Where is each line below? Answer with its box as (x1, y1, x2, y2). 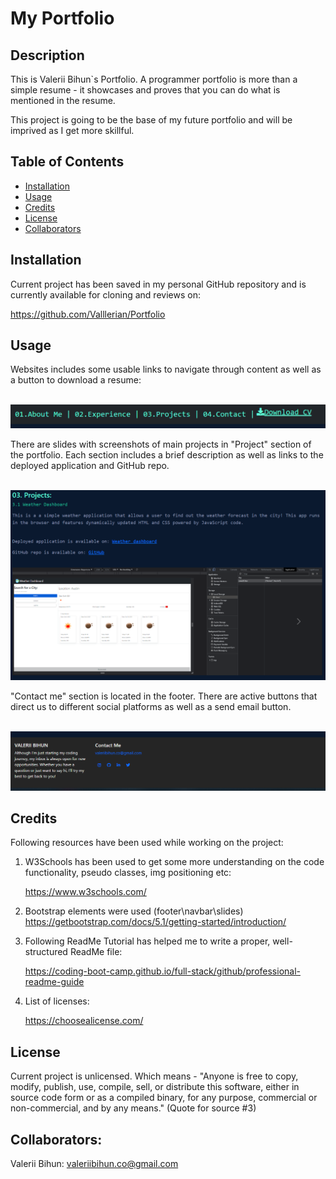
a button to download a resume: (10, 374, 142, 386)
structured (24, 946, 68, 958)
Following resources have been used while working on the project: (10, 837, 284, 849)
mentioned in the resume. (10, 95, 116, 106)
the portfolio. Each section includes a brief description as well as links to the (10, 449, 324, 461)
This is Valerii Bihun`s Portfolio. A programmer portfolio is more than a (10, 73, 298, 85)
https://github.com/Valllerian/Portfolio (10, 308, 166, 320)
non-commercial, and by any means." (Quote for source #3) (10, 1102, 257, 1114)
